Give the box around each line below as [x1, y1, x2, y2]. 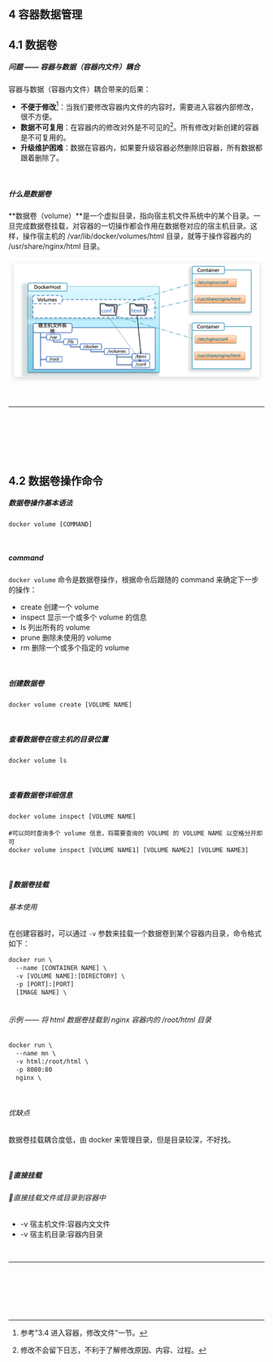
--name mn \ [15, 1050, 57, 1058]
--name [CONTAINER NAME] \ [15, 964, 107, 973]
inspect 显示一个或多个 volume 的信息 [19, 612, 148, 622]
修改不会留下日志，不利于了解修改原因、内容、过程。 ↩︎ [19, 1345, 207, 1355]
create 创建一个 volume [19, 602, 99, 611]
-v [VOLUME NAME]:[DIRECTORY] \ [15, 973, 126, 981]
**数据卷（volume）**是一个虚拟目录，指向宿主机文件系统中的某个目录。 [8, 211, 254, 221]
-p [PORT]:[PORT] [15, 981, 75, 989]
